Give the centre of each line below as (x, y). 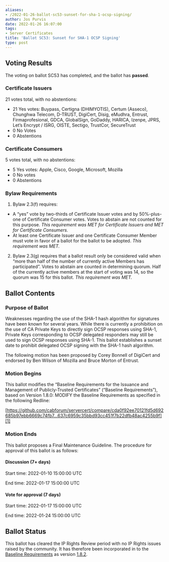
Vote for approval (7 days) (33, 494)
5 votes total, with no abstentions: (40, 160)
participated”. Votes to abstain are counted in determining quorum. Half (87, 267)
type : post (17, 43)
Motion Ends (21, 434)
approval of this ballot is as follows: (42, 450)
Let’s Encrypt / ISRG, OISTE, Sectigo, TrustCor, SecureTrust (74, 125)
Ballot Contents (30, 293)
